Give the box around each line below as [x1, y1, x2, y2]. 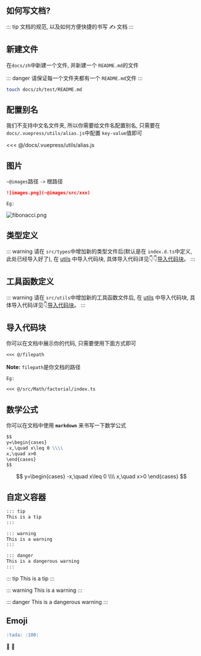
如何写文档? [6, 5, 51, 16]
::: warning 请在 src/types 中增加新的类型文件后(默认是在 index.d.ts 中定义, [6, 248, 193, 255]
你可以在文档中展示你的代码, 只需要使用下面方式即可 [6, 339, 136, 347]
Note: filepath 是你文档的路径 [6, 364, 81, 371]
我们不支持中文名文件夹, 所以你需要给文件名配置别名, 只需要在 [6, 122, 161, 129]
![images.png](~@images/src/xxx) [6, 190, 91, 196]
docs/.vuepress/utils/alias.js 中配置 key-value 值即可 [6, 130, 142, 137]
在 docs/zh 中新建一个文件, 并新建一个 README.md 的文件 [6, 61, 139, 68]
